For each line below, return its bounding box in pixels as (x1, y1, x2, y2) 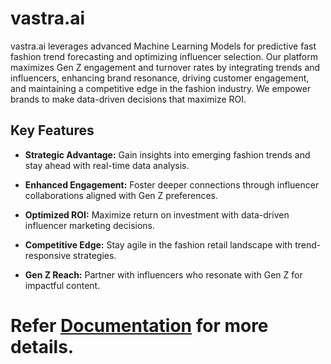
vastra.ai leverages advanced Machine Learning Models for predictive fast (10, 40, 317, 52)
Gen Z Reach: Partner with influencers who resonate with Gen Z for (24, 268, 303, 281)
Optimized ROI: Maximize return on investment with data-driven (24, 208, 290, 221)
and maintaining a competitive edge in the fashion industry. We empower (10, 82, 312, 94)
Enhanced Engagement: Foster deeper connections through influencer (24, 178, 320, 191)
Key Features (10, 122, 95, 139)
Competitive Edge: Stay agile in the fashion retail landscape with (24, 238, 293, 251)
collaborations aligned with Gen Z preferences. (24, 189, 219, 201)
